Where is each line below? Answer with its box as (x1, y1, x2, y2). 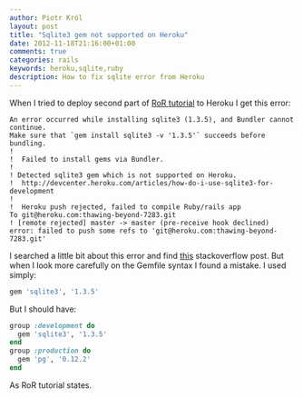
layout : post (9, 22, 59, 31)
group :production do (9, 346, 92, 355)
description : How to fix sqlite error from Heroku (9, 73, 205, 82)
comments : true (9, 47, 67, 56)
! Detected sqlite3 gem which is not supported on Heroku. (9, 170, 238, 180)
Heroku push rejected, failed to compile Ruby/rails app (21, 202, 242, 212)
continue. (9, 123, 47, 132)
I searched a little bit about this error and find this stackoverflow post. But (9, 250, 284, 261)
